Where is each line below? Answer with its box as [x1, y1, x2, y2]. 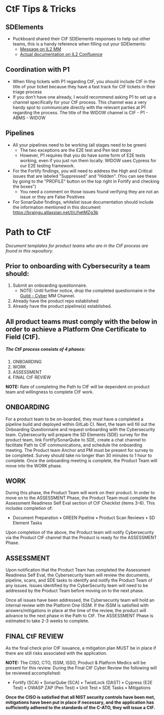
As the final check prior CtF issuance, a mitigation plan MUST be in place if [5, 645, 156, 651]
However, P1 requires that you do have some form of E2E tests [20, 152, 145, 158]
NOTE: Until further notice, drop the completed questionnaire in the [20, 288, 155, 294]
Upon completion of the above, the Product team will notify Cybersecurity [5, 529, 154, 535]
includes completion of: [5, 505, 53, 511]
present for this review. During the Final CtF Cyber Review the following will [5, 665, 157, 671]
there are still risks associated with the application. [5, 650, 107, 656]
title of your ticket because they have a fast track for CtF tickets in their [12, 84, 156, 89]
